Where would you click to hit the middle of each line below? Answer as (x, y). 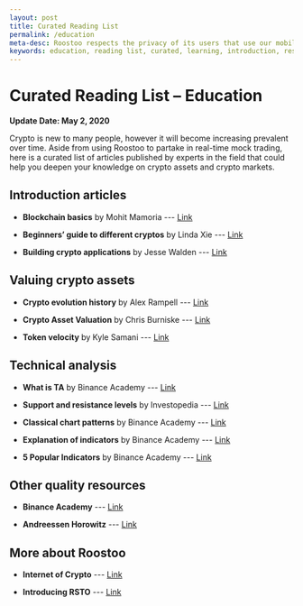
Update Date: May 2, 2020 (60, 121)
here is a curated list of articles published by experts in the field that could (147, 158)
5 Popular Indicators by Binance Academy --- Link (117, 457)
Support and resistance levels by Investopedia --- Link (126, 404)
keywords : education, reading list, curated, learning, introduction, (145, 51)
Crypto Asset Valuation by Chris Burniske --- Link (116, 319)
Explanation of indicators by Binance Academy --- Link (126, 439)
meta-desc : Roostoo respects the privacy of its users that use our (141, 43)
